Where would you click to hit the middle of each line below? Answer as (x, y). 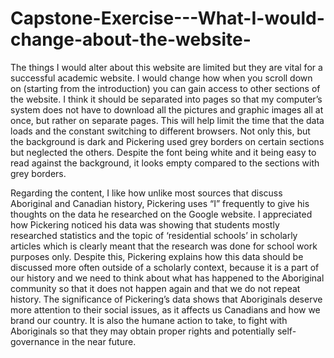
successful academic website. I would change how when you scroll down (161, 78)
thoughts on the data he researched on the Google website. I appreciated (161, 214)
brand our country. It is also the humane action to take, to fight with (149, 320)
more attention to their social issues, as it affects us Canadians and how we (165, 309)
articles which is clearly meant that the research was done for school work (164, 246)
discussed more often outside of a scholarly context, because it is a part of (165, 267)
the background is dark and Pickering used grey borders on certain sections (167, 141)
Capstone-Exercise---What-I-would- (167, 18)
